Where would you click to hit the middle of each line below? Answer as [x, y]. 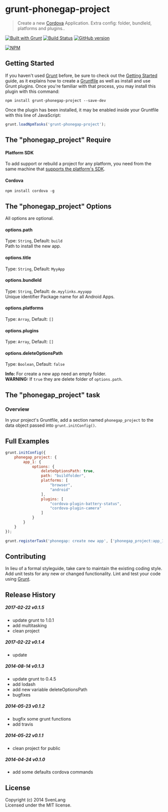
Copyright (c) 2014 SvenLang [35, 800]
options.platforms [24, 308]
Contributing [25, 556]
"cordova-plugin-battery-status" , [86, 504]
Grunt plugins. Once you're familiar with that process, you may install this [80, 86]
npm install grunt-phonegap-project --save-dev [56, 100]
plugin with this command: [32, 91]
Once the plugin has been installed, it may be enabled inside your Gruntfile [82, 110]
